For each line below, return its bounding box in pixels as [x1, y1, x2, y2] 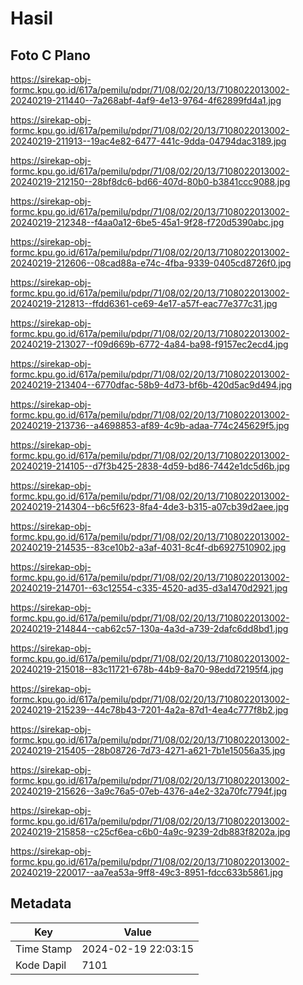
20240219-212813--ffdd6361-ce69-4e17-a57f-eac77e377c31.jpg [10, 298, 278, 309]
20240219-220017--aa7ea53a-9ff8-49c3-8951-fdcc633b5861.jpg [10, 867, 284, 878]
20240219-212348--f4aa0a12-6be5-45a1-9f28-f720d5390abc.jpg [10, 217, 285, 228]
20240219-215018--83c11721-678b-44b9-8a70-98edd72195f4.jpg [10, 663, 284, 675]
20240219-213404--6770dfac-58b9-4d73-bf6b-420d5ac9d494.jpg [10, 379, 293, 391]
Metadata [10, 895, 72, 912]
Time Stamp [15, 942, 73, 956]
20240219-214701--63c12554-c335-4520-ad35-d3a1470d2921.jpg [10, 582, 288, 594]
